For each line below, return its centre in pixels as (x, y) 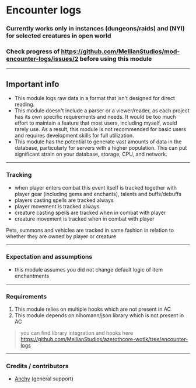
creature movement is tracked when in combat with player (84, 219)
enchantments (32, 276)
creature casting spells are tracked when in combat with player (90, 212)
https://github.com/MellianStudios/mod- (120, 51)
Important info (33, 84)
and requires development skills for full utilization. (74, 136)
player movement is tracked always (57, 206)
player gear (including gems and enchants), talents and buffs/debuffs (98, 194)
